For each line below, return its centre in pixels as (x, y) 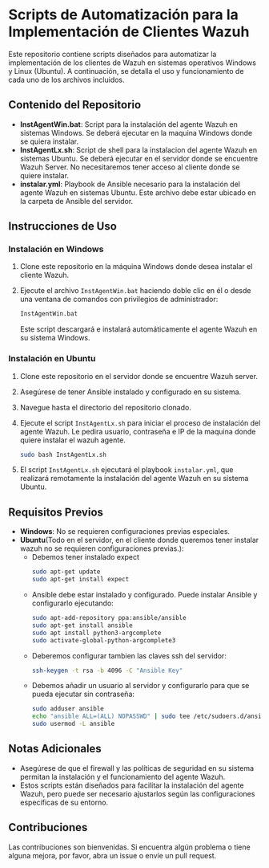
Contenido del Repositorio (75, 105)
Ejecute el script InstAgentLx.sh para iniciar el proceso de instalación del (140, 422)
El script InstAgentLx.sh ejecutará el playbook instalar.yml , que (126, 470)
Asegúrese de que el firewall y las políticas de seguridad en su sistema (137, 768)
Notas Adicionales (55, 749)
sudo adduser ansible (68, 709)
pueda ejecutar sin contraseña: (83, 694)
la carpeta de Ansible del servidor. (76, 201)
